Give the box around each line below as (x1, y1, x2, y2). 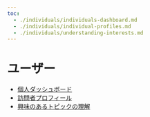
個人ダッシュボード (17, 85, 73, 94)
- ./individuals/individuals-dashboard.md (13, 17, 138, 23)
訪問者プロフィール (17, 94, 73, 102)
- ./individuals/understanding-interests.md (13, 29, 144, 36)
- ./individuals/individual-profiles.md (13, 23, 131, 30)
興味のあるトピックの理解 (17, 103, 91, 111)
